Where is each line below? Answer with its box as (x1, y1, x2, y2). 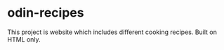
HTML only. (7, 35, 41, 43)
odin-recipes (7, 5, 84, 21)
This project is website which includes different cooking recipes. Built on (7, 28, 218, 36)
